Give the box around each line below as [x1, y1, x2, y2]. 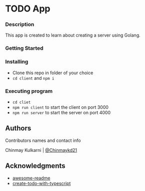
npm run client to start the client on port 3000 [12, 104, 109, 110]
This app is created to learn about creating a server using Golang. [5, 32, 141, 38]
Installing [5, 58, 28, 65]
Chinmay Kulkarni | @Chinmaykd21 [5, 147, 77, 153]
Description [5, 21, 34, 28]
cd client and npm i [12, 75, 54, 81]
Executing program [5, 87, 53, 94]
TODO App [5, 3, 51, 15]
